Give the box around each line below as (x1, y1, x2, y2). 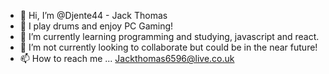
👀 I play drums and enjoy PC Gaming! (19, 20, 174, 32)
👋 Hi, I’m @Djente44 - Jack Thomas (19, 10, 168, 21)
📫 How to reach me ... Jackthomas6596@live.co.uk (19, 53, 235, 64)
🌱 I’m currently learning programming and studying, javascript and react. (19, 31, 320, 42)
